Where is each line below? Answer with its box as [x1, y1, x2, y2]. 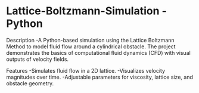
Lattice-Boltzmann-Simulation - [6, 4, 167, 18]
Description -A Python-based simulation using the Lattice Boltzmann [6, 36, 175, 44]
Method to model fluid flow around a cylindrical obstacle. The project [6, 43, 176, 50]
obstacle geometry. [6, 79, 54, 87]
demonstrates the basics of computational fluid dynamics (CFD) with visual [6, 49, 191, 56]
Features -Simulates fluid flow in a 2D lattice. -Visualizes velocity [6, 67, 166, 74]
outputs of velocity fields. [6, 55, 69, 63]
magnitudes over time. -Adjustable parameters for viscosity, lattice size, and [6, 73, 194, 80]
